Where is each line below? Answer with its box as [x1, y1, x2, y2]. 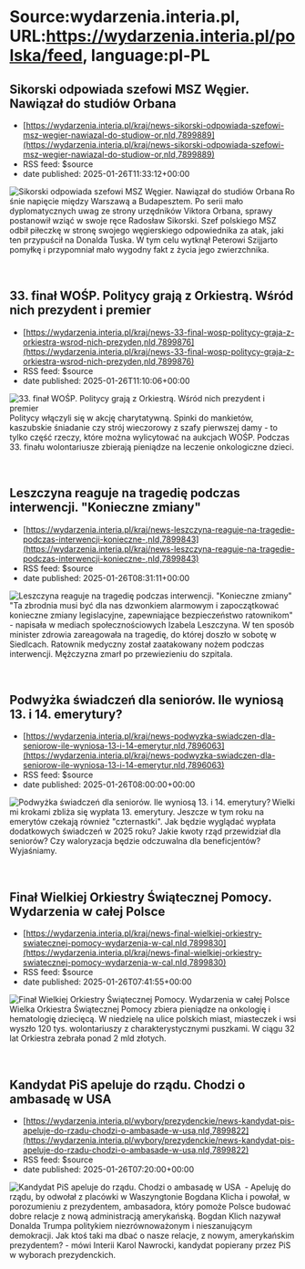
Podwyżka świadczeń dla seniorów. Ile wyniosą [9, 692, 284, 708]
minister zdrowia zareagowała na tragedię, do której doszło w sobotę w [9, 629, 278, 640]
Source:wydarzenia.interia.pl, [9, 6, 240, 27]
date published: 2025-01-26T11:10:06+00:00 [22, 375, 190, 386]
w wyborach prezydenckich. [9, 1250, 117, 1261]
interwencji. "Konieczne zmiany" [9, 500, 202, 515]
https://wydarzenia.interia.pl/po [46, 26, 296, 47]
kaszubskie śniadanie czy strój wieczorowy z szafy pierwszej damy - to [9, 421, 278, 432]
